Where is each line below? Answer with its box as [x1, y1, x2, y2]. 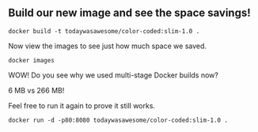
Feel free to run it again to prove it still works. [8, 100, 156, 110]
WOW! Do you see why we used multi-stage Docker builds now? [8, 70, 219, 80]
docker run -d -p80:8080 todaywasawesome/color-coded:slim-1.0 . [8, 116, 228, 124]
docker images [8, 56, 55, 64]
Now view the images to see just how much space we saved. [8, 41, 207, 51]
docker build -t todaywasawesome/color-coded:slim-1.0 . [8, 27, 200, 35]
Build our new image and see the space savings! [8, 6, 251, 20]
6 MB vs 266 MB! [8, 85, 65, 95]
